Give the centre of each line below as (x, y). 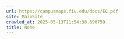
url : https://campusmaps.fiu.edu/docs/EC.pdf (62, 11)
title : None (20, 27)
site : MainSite (24, 17)
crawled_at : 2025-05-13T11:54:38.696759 (56, 22)
